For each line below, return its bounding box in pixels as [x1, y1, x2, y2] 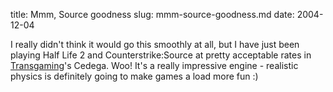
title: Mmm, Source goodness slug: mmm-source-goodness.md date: [10, 9, 295, 20]
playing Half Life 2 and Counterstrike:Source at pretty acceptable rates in [10, 49, 312, 61]
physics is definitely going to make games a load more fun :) [10, 70, 259, 82]
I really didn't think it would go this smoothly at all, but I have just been [10, 39, 300, 50]
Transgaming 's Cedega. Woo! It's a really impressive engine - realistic [10, 60, 299, 71]
